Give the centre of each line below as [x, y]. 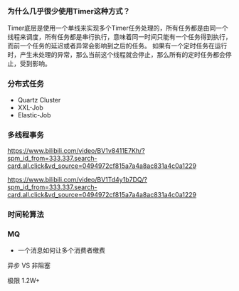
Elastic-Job [34, 115]
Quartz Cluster [39, 100]
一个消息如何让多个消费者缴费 [61, 250]
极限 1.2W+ [24, 281]
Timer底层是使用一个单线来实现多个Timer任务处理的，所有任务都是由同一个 [118, 28]
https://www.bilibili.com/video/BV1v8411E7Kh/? [76, 150]
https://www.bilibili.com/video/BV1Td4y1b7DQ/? [78, 179]
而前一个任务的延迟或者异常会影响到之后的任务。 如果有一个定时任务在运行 [117, 46]
